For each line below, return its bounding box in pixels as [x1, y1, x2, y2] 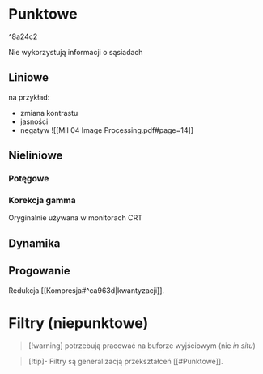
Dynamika [8, 236, 61, 250]
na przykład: [8, 92, 50, 102]
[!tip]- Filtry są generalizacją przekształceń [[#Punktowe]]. [28, 356, 224, 366]
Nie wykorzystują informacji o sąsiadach [8, 47, 143, 57]
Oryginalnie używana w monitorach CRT [8, 213, 143, 223]
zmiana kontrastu [19, 108, 78, 117]
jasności [19, 117, 49, 126]
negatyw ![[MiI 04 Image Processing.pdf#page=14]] [19, 125, 194, 134]
